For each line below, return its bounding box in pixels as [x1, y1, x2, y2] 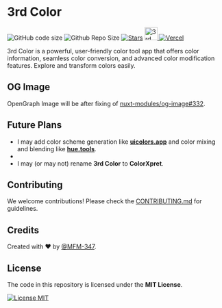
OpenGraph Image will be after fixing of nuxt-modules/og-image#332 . [7, 99, 206, 107]
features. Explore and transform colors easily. [7, 61, 136, 69]
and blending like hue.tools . [16, 144, 97, 153]
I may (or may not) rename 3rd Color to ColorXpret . [16, 159, 164, 168]
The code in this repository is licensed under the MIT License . [7, 281, 183, 288]
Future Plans [7, 119, 62, 131]
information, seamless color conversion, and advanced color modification [7, 54, 215, 62]
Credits [7, 224, 40, 236]
